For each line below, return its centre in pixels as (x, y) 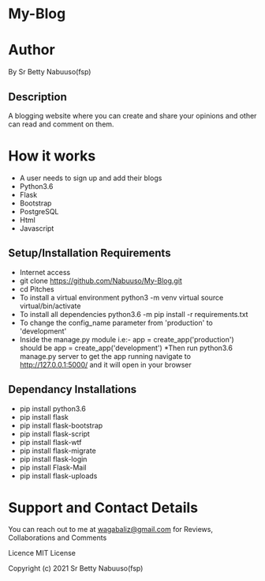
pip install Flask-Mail (53, 467)
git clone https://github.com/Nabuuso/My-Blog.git (101, 281)
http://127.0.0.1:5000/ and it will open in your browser (105, 364)
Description (37, 97)
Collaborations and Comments (58, 538)
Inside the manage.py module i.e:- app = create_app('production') (127, 339)
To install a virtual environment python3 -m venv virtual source (121, 297)
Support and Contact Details (103, 507)
